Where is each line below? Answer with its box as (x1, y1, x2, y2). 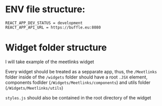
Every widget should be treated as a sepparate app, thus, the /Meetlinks (5, 68, 157, 74)
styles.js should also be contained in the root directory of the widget (5, 94, 151, 100)
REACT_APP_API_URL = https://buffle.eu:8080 (5, 24, 101, 30)
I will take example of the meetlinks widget (5, 59, 94, 65)
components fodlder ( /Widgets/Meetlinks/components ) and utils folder (5, 79, 151, 85)
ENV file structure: (5, 4, 85, 15)
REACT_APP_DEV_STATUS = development (5, 20, 83, 25)
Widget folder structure (5, 42, 107, 54)
